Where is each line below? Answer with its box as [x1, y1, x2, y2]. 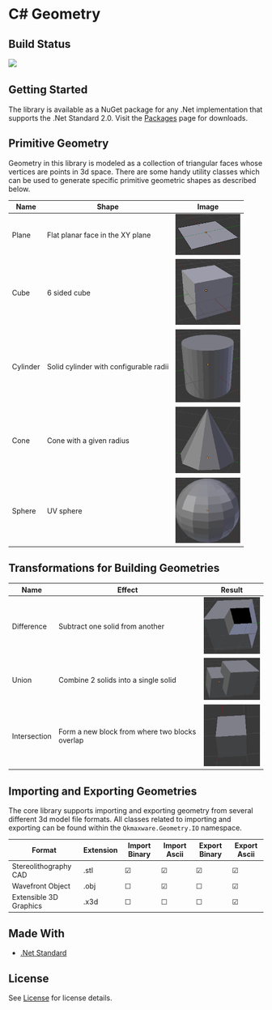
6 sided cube [47, 288, 91, 298]
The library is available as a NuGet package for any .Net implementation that [8, 104, 263, 114]
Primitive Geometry [8, 137, 109, 151]
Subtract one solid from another [58, 621, 164, 631]
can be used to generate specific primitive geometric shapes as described [8, 175, 257, 185]
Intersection [11, 731, 53, 741]
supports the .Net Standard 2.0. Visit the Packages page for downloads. [8, 113, 249, 122]
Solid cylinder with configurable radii [47, 361, 169, 371]
